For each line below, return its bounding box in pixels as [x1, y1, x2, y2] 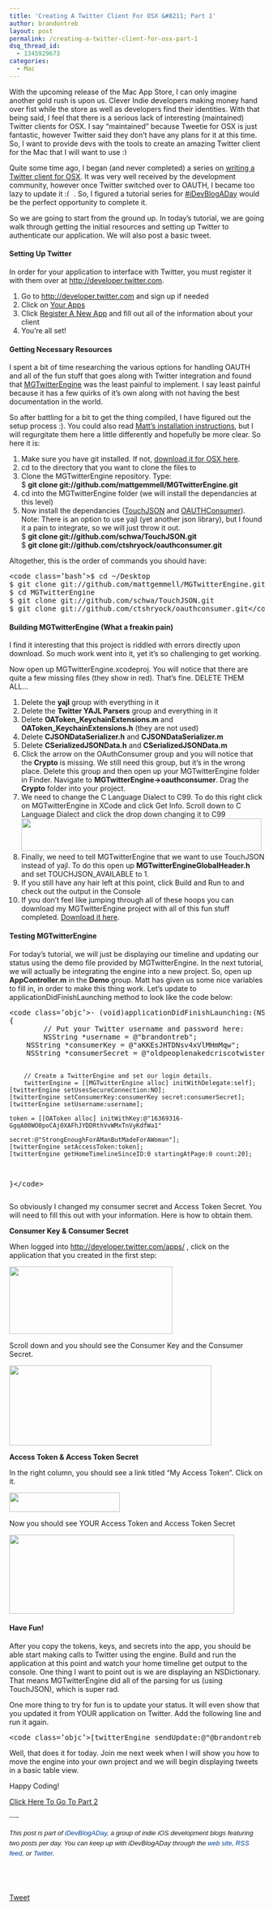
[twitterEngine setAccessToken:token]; [9, 1143, 144, 1151]
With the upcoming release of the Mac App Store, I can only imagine [9, 87, 237, 97]
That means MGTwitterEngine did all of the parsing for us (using [9, 1676, 224, 1685]
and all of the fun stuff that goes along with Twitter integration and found [9, 371, 252, 381]
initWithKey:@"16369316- [99, 1114, 184, 1122]
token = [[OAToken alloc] [9, 1114, 96, 1122]
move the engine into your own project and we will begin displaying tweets [9, 1757, 258, 1766]
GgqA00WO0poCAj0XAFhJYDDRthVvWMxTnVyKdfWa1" [9, 1121, 162, 1130]
